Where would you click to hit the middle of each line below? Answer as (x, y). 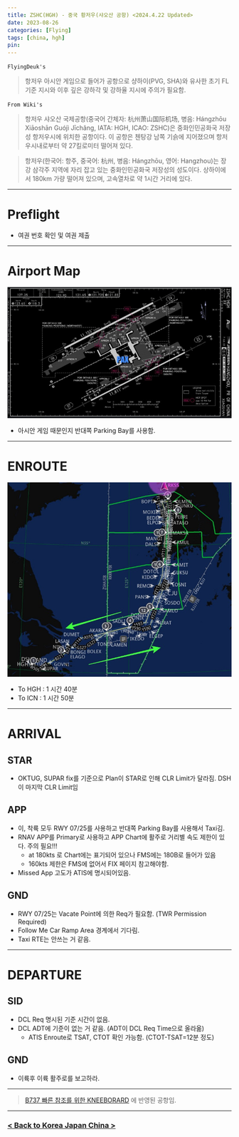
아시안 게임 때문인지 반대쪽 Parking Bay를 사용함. (86, 430)
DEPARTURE (44, 975)
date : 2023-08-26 (33, 22)
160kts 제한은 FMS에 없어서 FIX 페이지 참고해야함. (99, 864)
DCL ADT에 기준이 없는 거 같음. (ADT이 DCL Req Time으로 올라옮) (111, 1028)
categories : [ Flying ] (39, 30)
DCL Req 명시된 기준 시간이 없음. (64, 1019)
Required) (32, 922)
